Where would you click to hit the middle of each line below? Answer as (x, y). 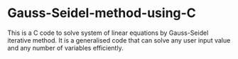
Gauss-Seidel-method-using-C (102, 13)
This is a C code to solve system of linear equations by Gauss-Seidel (108, 33)
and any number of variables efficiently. (65, 48)
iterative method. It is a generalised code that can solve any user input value (119, 40)
